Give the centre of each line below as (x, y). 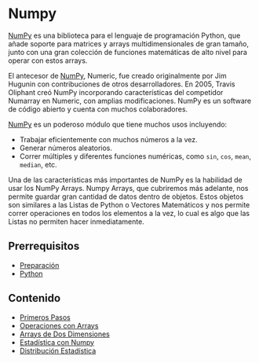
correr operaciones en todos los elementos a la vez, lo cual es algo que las (129, 213)
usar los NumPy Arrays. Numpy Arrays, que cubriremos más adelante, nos (128, 188)
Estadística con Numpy (57, 342)
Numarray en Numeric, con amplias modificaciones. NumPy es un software (130, 101)
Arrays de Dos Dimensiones (64, 334)
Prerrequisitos (44, 246)
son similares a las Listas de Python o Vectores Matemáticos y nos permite (129, 204)
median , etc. (38, 164)
